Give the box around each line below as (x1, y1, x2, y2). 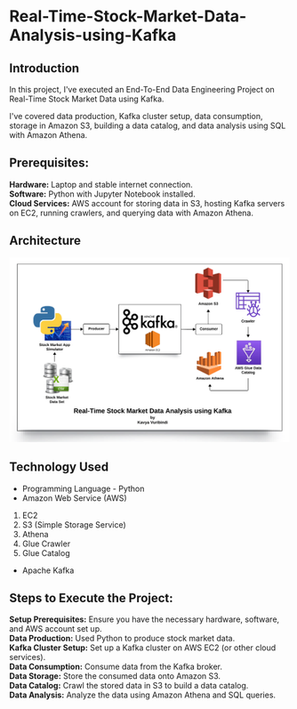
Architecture (9, 233, 82, 248)
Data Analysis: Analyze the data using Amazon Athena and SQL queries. (9, 689, 277, 700)
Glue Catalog (21, 547, 70, 558)
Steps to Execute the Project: (9, 591, 173, 606)
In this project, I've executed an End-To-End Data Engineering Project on (9, 85, 276, 94)
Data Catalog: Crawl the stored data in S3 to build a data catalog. (9, 681, 249, 691)
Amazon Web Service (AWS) (21, 492, 127, 504)
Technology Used (9, 460, 109, 475)
